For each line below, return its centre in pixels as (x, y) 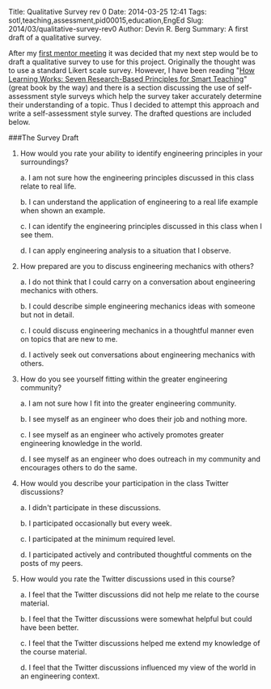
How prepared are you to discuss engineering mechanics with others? (137, 266)
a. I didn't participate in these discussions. (91, 508)
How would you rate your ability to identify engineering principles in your (141, 153)
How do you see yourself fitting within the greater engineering (124, 379)
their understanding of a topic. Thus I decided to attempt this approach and (134, 105)
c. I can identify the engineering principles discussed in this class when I (141, 226)
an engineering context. (59, 676)
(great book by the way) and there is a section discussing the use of (122, 87)
